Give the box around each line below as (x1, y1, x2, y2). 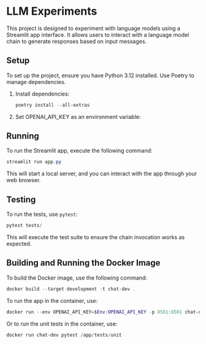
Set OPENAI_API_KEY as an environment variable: (15, 113, 141, 120)
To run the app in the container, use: (6, 297, 98, 304)
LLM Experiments (6, 4, 97, 18)
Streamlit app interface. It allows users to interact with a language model (6, 31, 189, 38)
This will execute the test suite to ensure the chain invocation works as (6, 234, 185, 240)
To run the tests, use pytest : (6, 210, 78, 218)
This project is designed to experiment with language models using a (6, 25, 181, 32)
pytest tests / (6, 223, 43, 229)
